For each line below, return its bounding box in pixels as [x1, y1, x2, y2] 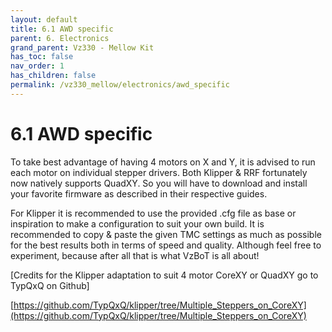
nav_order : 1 [10, 61, 65, 71]
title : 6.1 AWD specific [10, 24, 114, 34]
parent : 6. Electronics [10, 33, 110, 43]
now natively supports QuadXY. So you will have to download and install [10, 177, 308, 189]
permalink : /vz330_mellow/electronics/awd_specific [10, 80, 230, 90]
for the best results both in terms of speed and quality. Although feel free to [10, 239, 322, 251]
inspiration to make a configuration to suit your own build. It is [10, 217, 265, 230]
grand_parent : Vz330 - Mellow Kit [10, 42, 155, 53]
